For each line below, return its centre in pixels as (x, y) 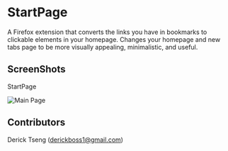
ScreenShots (36, 69)
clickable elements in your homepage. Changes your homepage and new (114, 39)
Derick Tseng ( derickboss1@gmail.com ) (65, 140)
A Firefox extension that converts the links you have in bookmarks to (107, 32)
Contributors (36, 122)
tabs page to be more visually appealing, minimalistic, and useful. (103, 47)
